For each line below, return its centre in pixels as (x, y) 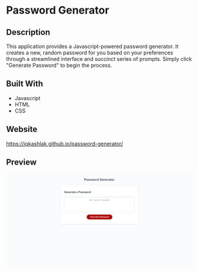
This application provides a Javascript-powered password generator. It (92, 46)
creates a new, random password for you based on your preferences (90, 53)
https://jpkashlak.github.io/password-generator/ (65, 143)
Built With (25, 84)
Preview (22, 163)
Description (28, 32)
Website (22, 129)
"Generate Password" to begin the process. (59, 65)
